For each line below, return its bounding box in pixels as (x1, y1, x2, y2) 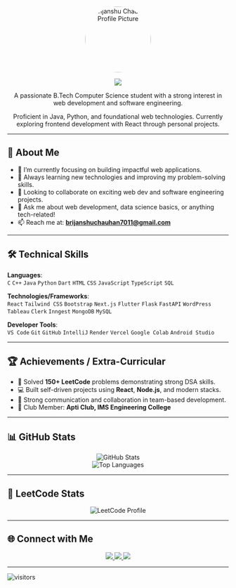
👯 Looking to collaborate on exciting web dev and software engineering (17, 188, 225, 196)
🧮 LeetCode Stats (7, 488, 85, 499)
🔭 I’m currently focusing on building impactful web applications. (17, 165, 202, 174)
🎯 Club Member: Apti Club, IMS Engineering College (17, 403, 171, 412)
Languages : (7, 270, 43, 279)
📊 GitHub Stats (7, 431, 76, 443)
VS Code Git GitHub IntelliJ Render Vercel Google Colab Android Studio (7, 329, 215, 336)
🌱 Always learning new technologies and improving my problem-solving (17, 173, 226, 181)
